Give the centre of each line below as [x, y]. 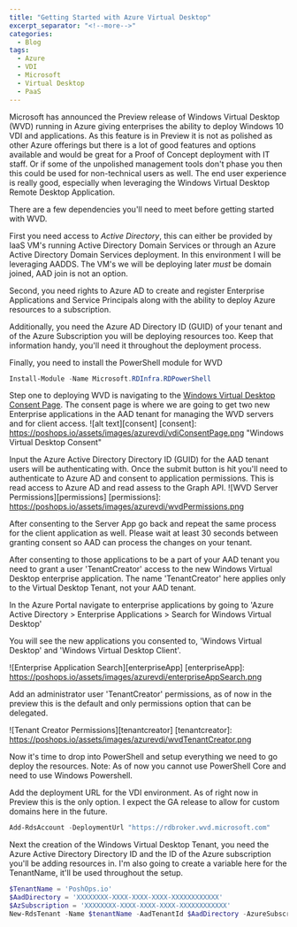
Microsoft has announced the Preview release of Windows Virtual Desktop [145, 117]
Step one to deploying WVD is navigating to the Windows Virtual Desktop [142, 396]
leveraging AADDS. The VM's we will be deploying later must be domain [141, 264]
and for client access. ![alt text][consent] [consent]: [103, 424]
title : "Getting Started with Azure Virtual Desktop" [110, 17]
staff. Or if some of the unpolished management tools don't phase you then [146, 164]
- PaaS [29, 91]
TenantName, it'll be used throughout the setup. [96, 873]
